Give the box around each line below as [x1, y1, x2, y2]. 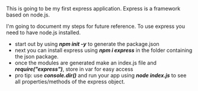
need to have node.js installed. [6, 29, 81, 36]
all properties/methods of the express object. [14, 78, 126, 85]
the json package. [14, 53, 59, 60]
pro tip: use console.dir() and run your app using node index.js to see [14, 72, 187, 79]
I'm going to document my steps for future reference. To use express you [6, 23, 186, 30]
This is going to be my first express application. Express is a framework [6, 5, 181, 12]
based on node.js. [6, 11, 50, 18]
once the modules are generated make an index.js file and [14, 59, 157, 66]
